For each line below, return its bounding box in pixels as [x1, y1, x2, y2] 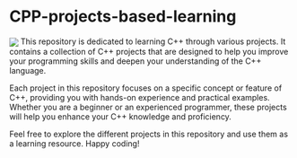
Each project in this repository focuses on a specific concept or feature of [9, 83, 283, 93]
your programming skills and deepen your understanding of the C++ [9, 56, 262, 66]
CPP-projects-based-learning [9, 6, 237, 27]
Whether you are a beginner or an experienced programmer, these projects [9, 101, 287, 113]
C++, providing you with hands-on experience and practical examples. [9, 92, 271, 103]
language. [9, 66, 47, 76]
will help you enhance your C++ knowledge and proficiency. [9, 111, 231, 122]
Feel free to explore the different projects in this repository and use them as [9, 128, 289, 140]
